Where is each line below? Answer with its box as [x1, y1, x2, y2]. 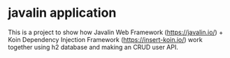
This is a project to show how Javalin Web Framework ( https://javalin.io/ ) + [8, 28, 223, 36]
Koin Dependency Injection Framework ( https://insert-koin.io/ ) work [8, 35, 203, 43]
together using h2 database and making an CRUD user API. [8, 43, 179, 51]
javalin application [8, 5, 117, 21]
